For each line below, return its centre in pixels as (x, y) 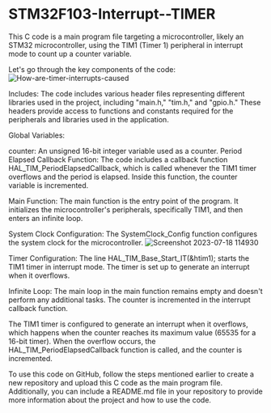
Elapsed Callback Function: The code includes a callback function (118, 160)
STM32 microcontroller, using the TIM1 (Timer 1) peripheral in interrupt (126, 45)
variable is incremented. (49, 185)
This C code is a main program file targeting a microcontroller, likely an (126, 36)
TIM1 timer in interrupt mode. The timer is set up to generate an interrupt (129, 266)
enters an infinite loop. (46, 218)
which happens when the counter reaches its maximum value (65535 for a (132, 332)
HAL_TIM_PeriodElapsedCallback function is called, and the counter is (125, 350)
